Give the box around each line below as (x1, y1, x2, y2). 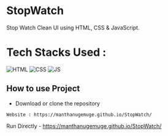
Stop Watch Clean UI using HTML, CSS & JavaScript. (6, 24, 140, 31)
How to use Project (6, 83, 80, 94)
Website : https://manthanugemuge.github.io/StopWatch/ (6, 111, 152, 118)
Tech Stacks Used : (6, 45, 107, 59)
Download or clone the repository (15, 99, 100, 107)
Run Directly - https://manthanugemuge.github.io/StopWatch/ (6, 122, 162, 129)
